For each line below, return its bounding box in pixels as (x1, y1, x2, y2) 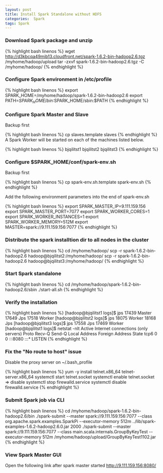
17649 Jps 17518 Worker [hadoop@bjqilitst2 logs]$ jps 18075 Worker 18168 (5, 315, 156, 321)
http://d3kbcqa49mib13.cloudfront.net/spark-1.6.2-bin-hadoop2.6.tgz (5, 53, 145, 59)
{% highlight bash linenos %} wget (5, 48, 75, 54)
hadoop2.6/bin (5, 413, 35, 419)
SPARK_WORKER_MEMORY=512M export (5, 219, 88, 225)
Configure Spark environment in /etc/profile (5, 76, 112, 83)
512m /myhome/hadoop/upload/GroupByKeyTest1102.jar (42, 434, 156, 440)
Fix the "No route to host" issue (5, 349, 82, 355)
